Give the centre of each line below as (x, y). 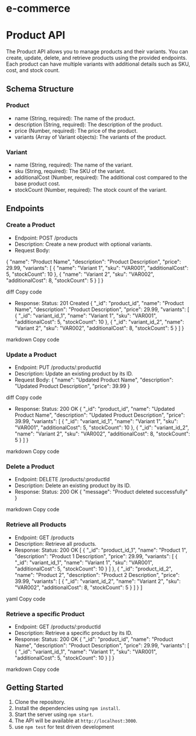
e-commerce (38, 9)
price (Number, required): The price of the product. (76, 130)
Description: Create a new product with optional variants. (83, 244)
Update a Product (31, 355)
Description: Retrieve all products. (55, 543)
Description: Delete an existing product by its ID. (73, 485)
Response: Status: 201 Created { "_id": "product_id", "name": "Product (99, 303)
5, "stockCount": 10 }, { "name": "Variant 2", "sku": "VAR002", (80, 274)
